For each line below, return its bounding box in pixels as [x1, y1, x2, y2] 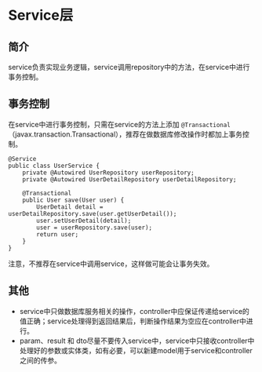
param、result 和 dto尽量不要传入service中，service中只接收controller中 [19, 336, 255, 345]
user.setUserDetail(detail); [36, 217, 132, 224]
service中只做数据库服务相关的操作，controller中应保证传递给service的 [19, 306, 249, 315]
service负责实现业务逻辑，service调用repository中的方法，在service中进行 [8, 63, 250, 71]
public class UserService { [8, 162, 100, 170]
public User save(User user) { [22, 196, 125, 204]
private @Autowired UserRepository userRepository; [22, 169, 195, 177]
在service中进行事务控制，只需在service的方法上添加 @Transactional [8, 119, 231, 129]
